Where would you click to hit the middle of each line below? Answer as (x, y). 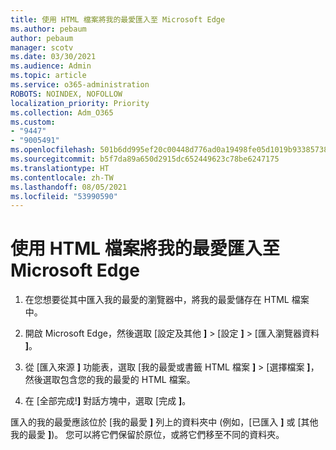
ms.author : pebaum (48, 29)
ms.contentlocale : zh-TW (62, 177)
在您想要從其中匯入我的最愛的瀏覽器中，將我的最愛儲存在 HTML (157, 300)
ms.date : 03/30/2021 (53, 57)
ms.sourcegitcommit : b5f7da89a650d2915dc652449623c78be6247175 (145, 159)
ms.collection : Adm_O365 (62, 112)
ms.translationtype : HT (60, 168)
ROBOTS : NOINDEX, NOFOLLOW (66, 94)
